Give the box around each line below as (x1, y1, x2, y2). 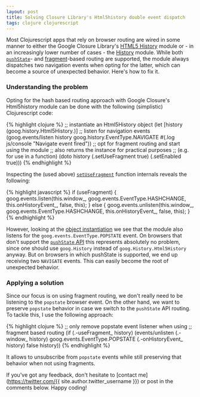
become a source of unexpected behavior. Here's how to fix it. (6, 68, 160, 75)
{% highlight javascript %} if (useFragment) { (6, 188, 117, 196)
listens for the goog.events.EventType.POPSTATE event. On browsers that (6, 231, 182, 239)
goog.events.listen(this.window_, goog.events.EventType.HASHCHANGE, (6, 195, 186, 202)
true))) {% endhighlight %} (6, 159, 72, 166)
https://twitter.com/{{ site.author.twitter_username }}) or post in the (8, 377, 174, 384)
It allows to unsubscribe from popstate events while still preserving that (6, 353, 182, 361)
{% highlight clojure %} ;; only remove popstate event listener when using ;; (6, 322, 192, 329)
